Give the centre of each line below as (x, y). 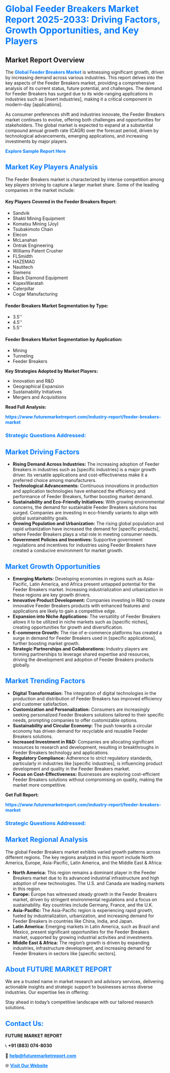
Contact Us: (25, 1023)
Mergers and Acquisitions (40, 397)
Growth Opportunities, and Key (72, 30)
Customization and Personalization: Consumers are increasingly (81, 709)
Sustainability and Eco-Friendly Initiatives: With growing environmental (89, 502)
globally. (21, 665)
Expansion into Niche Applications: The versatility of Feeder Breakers (87, 616)
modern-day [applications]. (34, 104)
